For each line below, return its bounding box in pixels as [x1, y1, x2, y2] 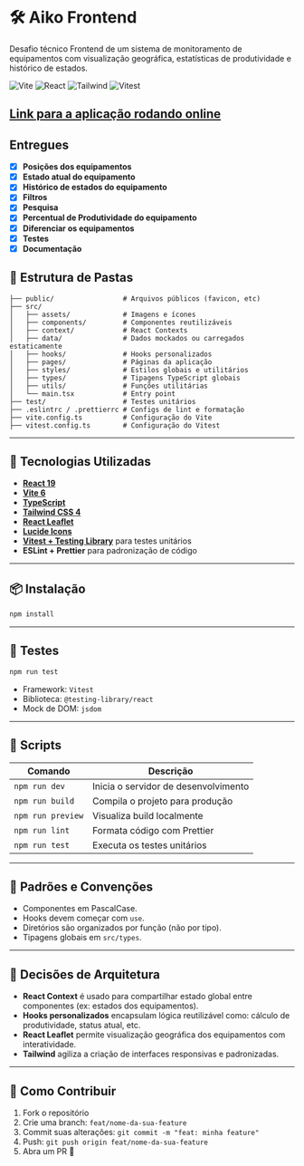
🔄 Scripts [9, 737, 62, 753]
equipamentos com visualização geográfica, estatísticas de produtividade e [9, 53, 292, 63]
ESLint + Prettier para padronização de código [22, 545, 197, 556]
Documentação [22, 243, 82, 254]
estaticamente [9, 342, 63, 351]
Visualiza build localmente [91, 809, 204, 822]
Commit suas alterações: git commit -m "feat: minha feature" [22, 1126, 260, 1137]
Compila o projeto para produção [91, 795, 233, 807]
